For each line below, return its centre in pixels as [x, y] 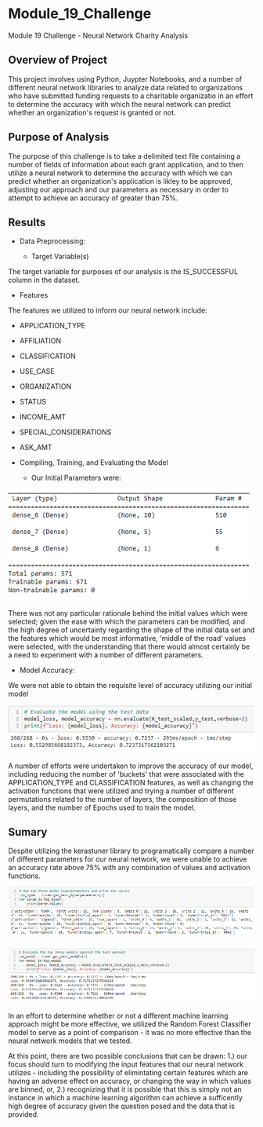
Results [27, 222]
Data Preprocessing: [52, 241]
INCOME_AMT [43, 417]
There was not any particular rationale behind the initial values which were [128, 613]
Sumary [28, 832]
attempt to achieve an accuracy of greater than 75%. [93, 198]
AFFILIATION [40, 341]
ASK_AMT [36, 448]
